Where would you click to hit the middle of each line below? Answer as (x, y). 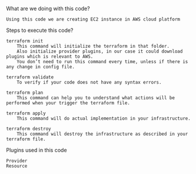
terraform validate (30, 77)
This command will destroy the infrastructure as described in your (102, 134)
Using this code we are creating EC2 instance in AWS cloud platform (93, 19)
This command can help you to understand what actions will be (96, 98)
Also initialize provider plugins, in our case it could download (100, 51)
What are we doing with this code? (48, 9)
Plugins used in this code (36, 150)
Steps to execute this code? (40, 30)
